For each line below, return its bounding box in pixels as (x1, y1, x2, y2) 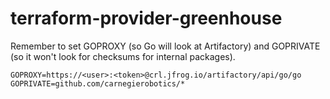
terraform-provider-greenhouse (10, 7, 283, 30)
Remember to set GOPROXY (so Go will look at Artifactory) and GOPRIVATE (10, 40, 321, 52)
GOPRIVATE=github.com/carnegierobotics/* (10, 78, 186, 89)
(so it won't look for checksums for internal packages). (10, 50, 236, 62)
